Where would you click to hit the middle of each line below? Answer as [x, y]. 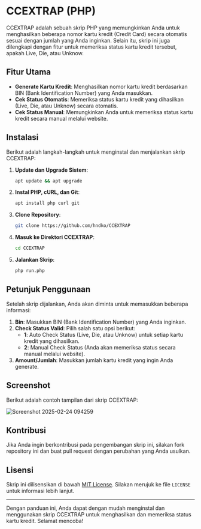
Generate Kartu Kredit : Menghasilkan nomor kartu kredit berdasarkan [101, 86]
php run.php [30, 271]
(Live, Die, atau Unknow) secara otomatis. [66, 106]
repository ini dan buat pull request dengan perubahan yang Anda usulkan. [98, 451]
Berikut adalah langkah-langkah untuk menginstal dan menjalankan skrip [96, 152]
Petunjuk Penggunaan [48, 289]
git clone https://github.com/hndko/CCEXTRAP [72, 226]
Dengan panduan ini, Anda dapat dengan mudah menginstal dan [86, 508]
